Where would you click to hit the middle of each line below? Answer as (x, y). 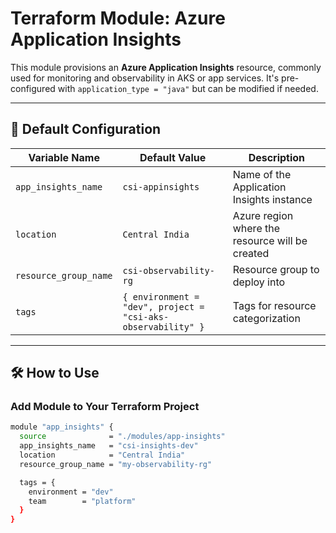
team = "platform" (82, 501)
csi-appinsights (161, 186)
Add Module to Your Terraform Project (105, 407)
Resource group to (276, 269)
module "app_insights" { (62, 427)
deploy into (259, 282)
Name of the (262, 174)
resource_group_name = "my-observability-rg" (116, 464)
